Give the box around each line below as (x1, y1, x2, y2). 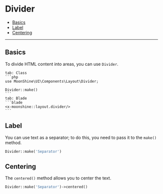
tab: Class (5, 70, 27, 75)
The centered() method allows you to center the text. (5, 175, 112, 181)
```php (5, 75, 18, 79)
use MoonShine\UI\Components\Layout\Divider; (5, 79, 98, 84)
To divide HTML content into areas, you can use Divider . (5, 61, 119, 67)
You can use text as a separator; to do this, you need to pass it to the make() (5, 134, 157, 140)
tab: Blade (5, 96, 27, 101)
